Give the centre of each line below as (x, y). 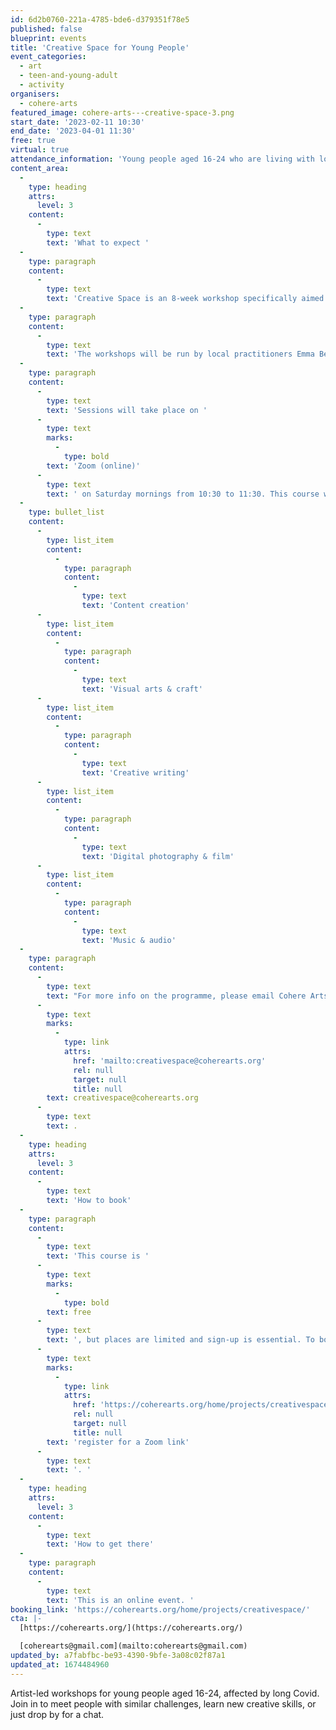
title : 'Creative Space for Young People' (100, 47)
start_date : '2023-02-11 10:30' (77, 122)
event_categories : (48, 57)
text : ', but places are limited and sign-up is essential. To (180, 1340)
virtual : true (40, 150)
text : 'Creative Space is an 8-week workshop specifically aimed (185, 299)
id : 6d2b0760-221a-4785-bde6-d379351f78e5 (100, 19)
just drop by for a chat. (57, 1714)
